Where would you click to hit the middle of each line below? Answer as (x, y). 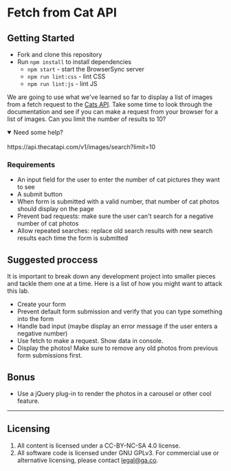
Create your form (42, 305)
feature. (28, 401)
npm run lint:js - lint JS (62, 84)
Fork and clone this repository (59, 54)
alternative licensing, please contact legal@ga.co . (88, 460)
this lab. (18, 291)
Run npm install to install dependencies (74, 62)
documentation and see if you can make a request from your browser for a (113, 112)
